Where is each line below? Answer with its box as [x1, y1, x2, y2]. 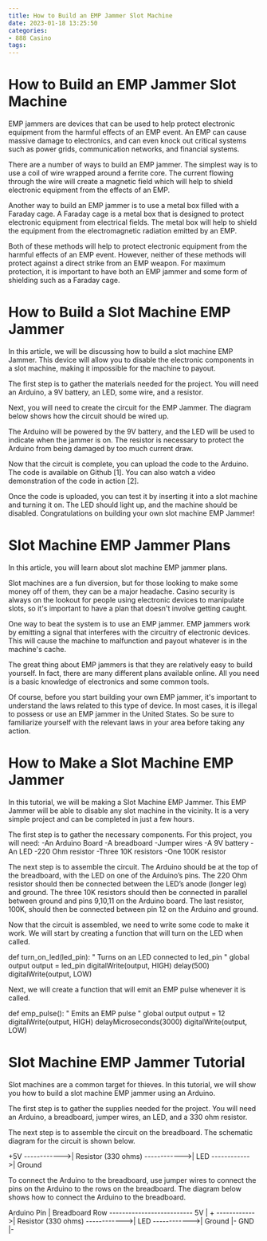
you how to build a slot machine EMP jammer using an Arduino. [8, 1088, 216, 1098]
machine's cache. [8, 644, 67, 654]
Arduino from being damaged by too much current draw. [8, 444, 194, 453]
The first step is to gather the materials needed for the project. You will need [8, 379, 259, 388]
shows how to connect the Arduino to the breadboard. [8, 1192, 186, 1202]
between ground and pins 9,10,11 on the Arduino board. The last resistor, [8, 896, 245, 905]
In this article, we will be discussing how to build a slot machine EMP [8, 347, 234, 355]
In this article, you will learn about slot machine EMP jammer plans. [8, 563, 228, 572]
